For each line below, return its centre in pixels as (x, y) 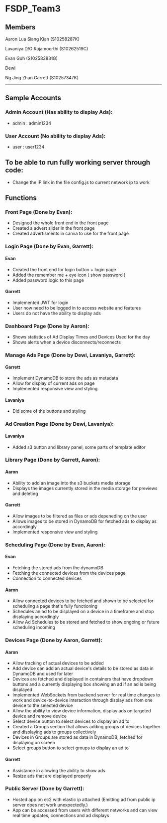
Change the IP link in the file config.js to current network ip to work (81, 182)
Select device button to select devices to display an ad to (71, 721)
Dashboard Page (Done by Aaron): (47, 326)
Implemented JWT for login (40, 303)
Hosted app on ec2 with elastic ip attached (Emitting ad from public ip (84, 799)
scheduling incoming (34, 627)
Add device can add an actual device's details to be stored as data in (83, 668)
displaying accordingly (36, 617)
